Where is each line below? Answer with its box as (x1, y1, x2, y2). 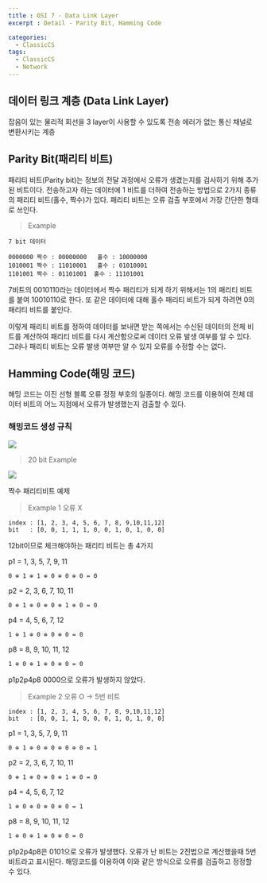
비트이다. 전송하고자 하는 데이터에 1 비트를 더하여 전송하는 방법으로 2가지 (16, 184, 242, 195)
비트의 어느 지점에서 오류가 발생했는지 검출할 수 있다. (22, 399, 187, 409)
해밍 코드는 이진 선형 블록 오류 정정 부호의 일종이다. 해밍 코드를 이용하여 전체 (8, 389, 246, 399)
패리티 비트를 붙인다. (8, 304, 72, 314)
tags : (8, 48, 26, 56)
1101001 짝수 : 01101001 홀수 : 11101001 (8, 269, 145, 278)
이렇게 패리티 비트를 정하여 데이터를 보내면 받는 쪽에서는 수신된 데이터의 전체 (8, 321, 246, 331)
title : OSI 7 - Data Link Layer (8, 11, 119, 20)
